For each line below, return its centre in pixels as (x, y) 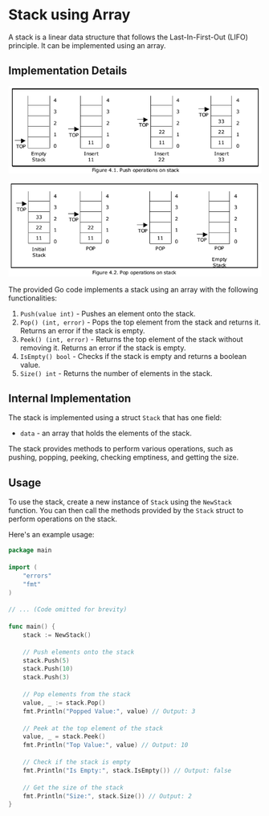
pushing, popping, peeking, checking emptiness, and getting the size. (124, 457)
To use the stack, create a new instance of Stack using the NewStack (120, 502)
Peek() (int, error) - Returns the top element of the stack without (131, 339)
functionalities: (33, 298)
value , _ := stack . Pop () (64, 703)
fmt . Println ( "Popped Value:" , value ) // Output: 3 (109, 711)
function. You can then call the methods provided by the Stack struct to (126, 511)
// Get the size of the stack (73, 787)
